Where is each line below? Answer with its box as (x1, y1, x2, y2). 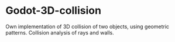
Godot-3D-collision (5, 4, 102, 17)
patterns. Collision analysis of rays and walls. (5, 29, 115, 36)
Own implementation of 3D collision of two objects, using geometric (5, 23, 170, 30)
